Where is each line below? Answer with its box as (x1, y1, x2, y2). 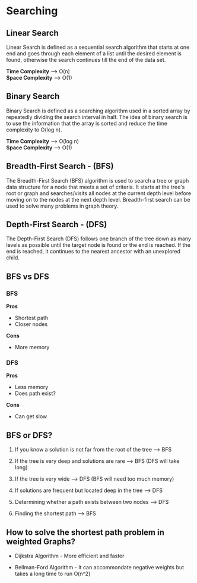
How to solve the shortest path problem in (6, 527, 164, 537)
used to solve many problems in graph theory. (6, 202, 119, 209)
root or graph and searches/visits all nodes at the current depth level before (6, 189, 192, 197)
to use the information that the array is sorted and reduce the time (6, 120, 168, 127)
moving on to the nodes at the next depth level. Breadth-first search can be (6, 196, 190, 203)
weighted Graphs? (6, 537, 76, 547)
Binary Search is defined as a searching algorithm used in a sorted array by (6, 107, 190, 114)
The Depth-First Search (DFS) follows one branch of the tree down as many (6, 235, 192, 242)
